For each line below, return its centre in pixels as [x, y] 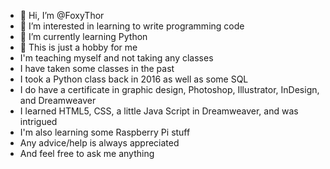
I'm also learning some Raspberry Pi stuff [105, 132]
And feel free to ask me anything [87, 153]
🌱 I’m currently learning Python [83, 36]
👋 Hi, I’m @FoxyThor [62, 15]
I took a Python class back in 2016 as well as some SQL [134, 79]
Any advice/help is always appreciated [99, 143]
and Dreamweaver [58, 100]
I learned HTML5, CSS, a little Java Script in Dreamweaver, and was [159, 111]
